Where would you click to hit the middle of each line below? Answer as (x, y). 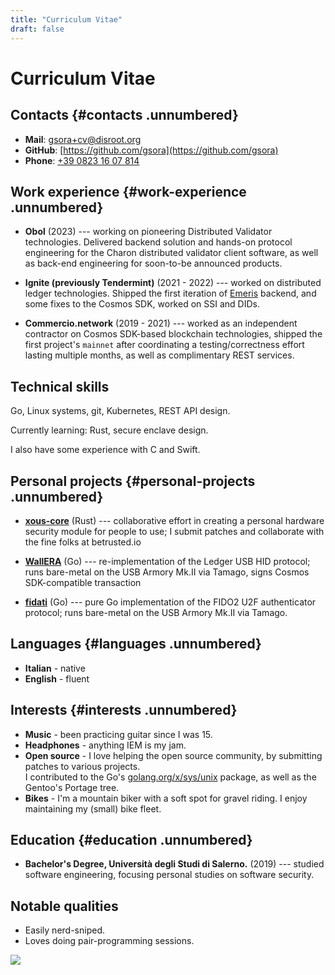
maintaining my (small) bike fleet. (93, 808)
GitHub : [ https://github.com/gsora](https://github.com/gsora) (151, 150)
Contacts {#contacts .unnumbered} (124, 115)
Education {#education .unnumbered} (131, 839)
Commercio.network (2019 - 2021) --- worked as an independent (161, 323)
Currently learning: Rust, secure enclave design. (109, 430)
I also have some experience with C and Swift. (105, 450)
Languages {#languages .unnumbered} (136, 644)
